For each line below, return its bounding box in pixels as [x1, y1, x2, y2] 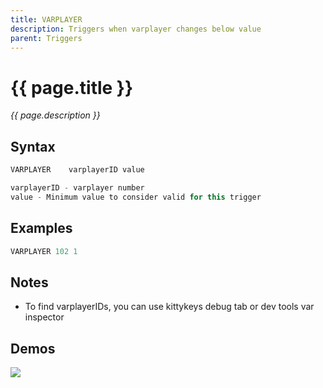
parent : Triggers [10, 33, 83, 43]
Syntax [10, 138, 56, 155]
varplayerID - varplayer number [10, 183, 145, 193]
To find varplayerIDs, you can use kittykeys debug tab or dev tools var [24, 301, 315, 313]
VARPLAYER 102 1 [10, 246, 78, 256]
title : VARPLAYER [10, 14, 83, 25]
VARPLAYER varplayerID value [10, 165, 145, 175]
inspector [24, 311, 65, 323]
